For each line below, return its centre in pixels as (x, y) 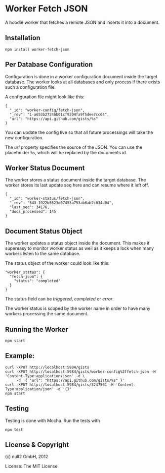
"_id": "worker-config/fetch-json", (47, 110)
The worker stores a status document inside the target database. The (76, 180)
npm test (14, 429)
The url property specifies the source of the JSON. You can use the (74, 147)
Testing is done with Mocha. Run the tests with (53, 420)
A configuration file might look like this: (45, 97)
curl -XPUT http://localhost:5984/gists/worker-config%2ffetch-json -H (80, 372)
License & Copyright (37, 445)
